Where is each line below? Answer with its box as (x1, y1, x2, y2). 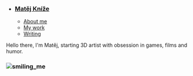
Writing (23, 30, 41, 37)
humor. (6, 48, 23, 55)
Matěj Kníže (14, 5, 50, 13)
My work (23, 24, 45, 31)
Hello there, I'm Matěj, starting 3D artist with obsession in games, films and (6, 42, 188, 49)
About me (23, 18, 48, 25)
